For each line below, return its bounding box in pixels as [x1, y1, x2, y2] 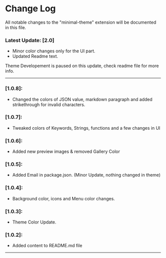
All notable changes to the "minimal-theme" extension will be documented [5, 19, 157, 25]
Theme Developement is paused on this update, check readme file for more [5, 63, 159, 69]
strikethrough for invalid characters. [12, 102, 85, 108]
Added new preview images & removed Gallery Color [12, 148, 120, 154]
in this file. [5, 24, 26, 30]
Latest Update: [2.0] [5, 37, 55, 43]
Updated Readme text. [12, 53, 58, 59]
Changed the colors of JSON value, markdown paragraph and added [12, 96, 153, 102]
